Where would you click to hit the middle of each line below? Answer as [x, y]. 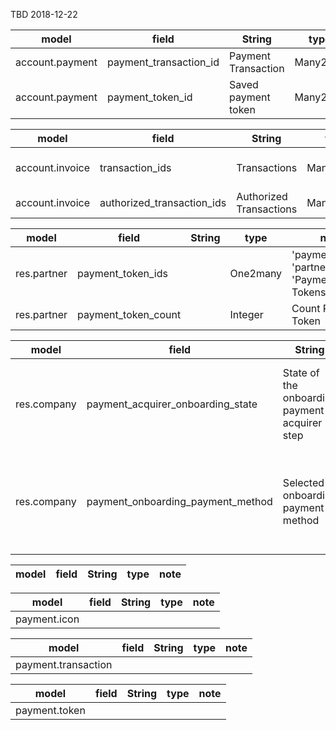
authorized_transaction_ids [163, 202]
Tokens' [310, 292]
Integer [246, 314]
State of [301, 372]
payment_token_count [129, 314]
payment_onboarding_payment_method [179, 501]
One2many [256, 273]
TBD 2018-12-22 [44, 14]
